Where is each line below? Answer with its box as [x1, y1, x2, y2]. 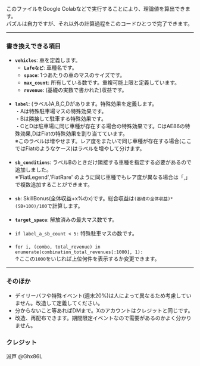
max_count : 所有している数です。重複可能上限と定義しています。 [23, 79, 180, 86]
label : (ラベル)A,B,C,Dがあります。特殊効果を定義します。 [14, 100, 158, 107]
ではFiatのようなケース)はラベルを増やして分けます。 [14, 145, 145, 152]
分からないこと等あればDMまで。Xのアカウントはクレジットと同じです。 [14, 306, 193, 314]
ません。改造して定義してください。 [14, 299, 104, 306]
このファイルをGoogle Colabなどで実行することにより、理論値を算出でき [6, 5, 186, 12]
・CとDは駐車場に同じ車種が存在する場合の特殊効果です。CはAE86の [14, 123, 186, 130]
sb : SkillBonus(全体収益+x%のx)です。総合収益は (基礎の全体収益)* [14, 195, 174, 202]
